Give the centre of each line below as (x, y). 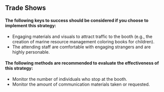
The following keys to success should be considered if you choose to (77, 20)
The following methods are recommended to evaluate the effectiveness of (82, 63)
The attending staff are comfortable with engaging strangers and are (81, 47)
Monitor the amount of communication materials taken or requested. (81, 84)
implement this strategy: (31, 25)
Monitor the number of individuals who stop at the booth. (70, 79)
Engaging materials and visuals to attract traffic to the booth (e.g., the (82, 37)
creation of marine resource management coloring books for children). (83, 41)
